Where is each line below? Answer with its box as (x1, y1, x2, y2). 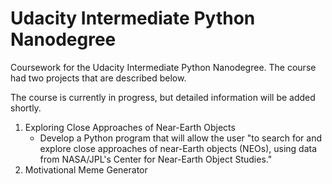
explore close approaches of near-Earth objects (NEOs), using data (39, 142, 318, 154)
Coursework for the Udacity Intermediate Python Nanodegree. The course (10, 61, 317, 73)
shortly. (10, 102, 42, 114)
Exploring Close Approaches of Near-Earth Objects (24, 121, 236, 133)
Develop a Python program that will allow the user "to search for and (39, 132, 322, 144)
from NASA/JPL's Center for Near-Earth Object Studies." (39, 153, 273, 165)
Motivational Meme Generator (24, 163, 148, 176)
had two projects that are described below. (10, 72, 187, 84)
